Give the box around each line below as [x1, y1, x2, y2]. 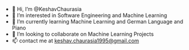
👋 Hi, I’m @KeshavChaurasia [11, 6, 82, 12]
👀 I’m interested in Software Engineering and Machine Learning [11, 12, 168, 19]
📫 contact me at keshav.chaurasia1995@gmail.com [11, 37, 140, 44]
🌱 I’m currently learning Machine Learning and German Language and [11, 18, 184, 25]
